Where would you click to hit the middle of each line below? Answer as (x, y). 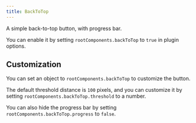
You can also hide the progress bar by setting (61, 108)
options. (16, 46)
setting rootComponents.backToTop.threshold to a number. (76, 96)
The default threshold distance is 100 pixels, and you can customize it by (94, 90)
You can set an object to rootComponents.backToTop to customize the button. (98, 79)
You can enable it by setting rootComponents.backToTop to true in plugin (92, 39)
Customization (34, 64)
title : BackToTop (27, 11)
